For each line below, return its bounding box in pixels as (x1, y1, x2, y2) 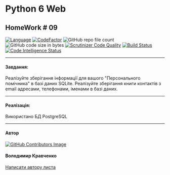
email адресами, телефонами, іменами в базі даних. (5, 86, 118, 92)
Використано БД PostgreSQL (5, 114, 67, 120)
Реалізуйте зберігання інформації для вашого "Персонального (5, 75, 141, 81)
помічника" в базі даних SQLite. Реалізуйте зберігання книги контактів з (5, 81, 161, 87)
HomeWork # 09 (5, 23, 58, 32)
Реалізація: (5, 102, 30, 108)
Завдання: (5, 64, 29, 70)
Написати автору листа (5, 164, 56, 170)
